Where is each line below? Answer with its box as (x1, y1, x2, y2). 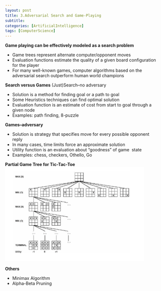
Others (5, 266, 20, 272)
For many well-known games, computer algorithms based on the (12, 67, 142, 73)
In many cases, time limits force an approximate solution (12, 142, 125, 147)
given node (12, 107, 35, 113)
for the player (12, 62, 40, 68)
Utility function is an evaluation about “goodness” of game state (12, 147, 142, 153)
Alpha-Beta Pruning (12, 281, 52, 287)
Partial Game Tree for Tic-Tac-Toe (5, 162, 76, 167)
